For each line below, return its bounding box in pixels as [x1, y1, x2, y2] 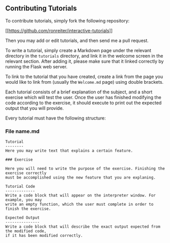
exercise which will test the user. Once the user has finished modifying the [5, 94, 161, 100]
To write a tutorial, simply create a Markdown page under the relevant [5, 47, 152, 53]
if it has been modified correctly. [5, 233, 83, 238]
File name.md [5, 128, 40, 135]
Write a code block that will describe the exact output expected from [5, 224, 160, 229]
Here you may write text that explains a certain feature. [5, 148, 133, 154]
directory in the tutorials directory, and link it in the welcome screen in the [5, 53, 163, 59]
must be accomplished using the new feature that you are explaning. [5, 175, 156, 180]
